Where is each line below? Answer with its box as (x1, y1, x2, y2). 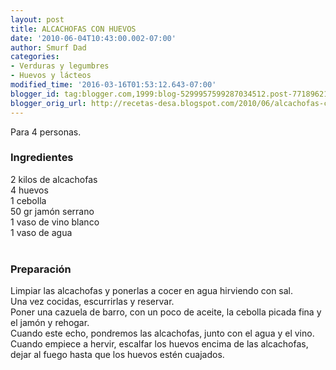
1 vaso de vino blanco (10, 216, 100, 228)
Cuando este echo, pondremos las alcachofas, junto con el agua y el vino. (10, 327, 315, 340)
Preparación (10, 262, 72, 276)
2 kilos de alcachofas (10, 173, 98, 185)
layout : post (10, 14, 65, 25)
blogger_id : (10, 89, 60, 99)
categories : (10, 52, 60, 62)
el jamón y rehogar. (10, 317, 90, 329)
